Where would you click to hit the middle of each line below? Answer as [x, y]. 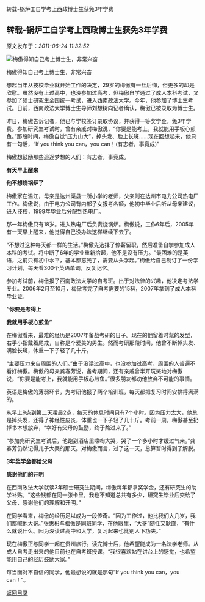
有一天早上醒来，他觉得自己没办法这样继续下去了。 [70, 232]
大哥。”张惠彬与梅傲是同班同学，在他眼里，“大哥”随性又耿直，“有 [108, 523]
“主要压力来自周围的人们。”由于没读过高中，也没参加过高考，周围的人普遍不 [101, 363]
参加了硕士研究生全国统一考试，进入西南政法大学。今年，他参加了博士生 [97, 100]
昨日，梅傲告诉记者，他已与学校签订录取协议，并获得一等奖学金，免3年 [96, 121]
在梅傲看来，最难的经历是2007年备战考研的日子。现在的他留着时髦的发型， [101, 335]
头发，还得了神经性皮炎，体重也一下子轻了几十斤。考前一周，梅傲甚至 [105, 420]
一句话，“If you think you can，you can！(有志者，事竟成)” [85, 144]
